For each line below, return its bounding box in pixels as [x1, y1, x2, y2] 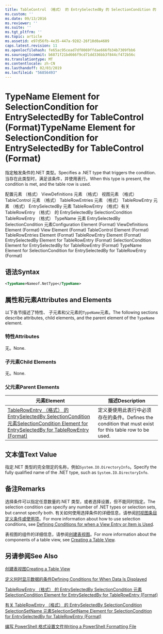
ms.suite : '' [5, 25, 32, 30]
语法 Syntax [5, 268, 40, 276]
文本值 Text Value [5, 450, 57, 458]
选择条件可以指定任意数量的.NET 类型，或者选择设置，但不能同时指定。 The [5, 498, 156, 504]
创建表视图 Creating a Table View [5, 566, 70, 571]
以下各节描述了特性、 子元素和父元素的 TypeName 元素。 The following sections [5, 309, 158, 315]
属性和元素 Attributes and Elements [5, 295, 112, 304]
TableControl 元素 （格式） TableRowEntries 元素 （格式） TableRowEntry [5, 197, 152, 203]
